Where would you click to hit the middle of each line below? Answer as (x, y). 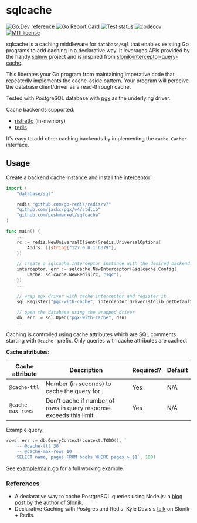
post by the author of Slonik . (49, 502)
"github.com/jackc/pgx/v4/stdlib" (59, 210)
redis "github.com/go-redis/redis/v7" (64, 204)
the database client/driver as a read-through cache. (69, 86)
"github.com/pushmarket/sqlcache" (59, 215)
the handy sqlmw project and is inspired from (61, 56)
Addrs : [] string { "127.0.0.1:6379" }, (72, 247)
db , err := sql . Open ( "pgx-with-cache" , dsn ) (72, 318)
